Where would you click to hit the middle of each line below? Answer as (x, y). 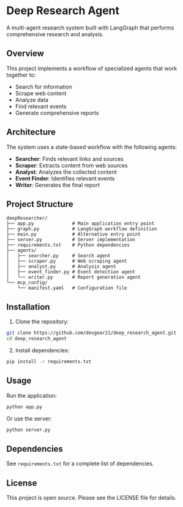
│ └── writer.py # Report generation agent (73, 277)
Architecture (31, 132)
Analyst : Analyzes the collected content (66, 172)
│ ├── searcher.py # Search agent (59, 256)
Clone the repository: (42, 322)
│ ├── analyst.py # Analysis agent (61, 267)
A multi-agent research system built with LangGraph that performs (90, 28)
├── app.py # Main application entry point (80, 224)
